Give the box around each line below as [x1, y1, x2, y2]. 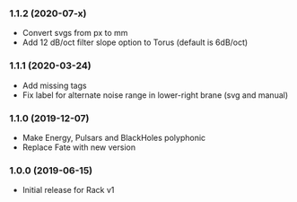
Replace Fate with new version [22, 142, 136, 153]
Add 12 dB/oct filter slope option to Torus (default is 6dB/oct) [22, 37, 249, 48]
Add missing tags [22, 80, 87, 91]
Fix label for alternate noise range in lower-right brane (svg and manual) [22, 89, 289, 101]
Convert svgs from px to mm [22, 28, 128, 39]
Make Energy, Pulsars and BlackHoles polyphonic [22, 132, 206, 143]
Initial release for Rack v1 [22, 185, 115, 196]
